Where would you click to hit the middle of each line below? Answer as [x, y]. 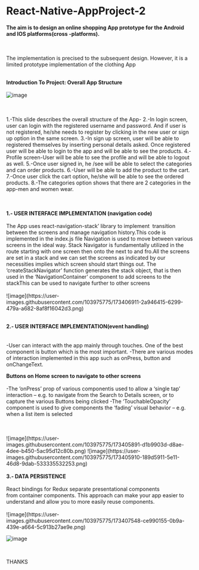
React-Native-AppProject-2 [76, 11]
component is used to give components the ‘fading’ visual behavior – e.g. [96, 408]
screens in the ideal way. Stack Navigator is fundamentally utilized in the [95, 245]
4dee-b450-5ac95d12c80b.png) [46, 451]
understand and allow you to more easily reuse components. [80, 501]
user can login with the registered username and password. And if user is [96, 125]
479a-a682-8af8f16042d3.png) [45, 308]
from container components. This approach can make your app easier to [95, 495]
